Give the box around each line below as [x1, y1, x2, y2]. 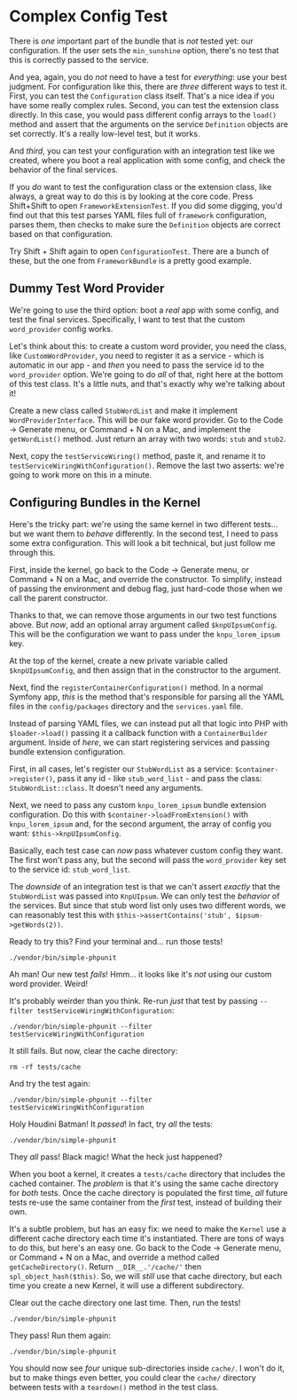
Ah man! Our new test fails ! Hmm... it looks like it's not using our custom [9, 969, 272, 979]
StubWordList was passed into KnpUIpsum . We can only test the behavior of [9, 890, 280, 901]
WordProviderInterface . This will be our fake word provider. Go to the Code [9, 415, 284, 425]
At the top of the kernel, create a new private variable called [9, 655, 229, 666]
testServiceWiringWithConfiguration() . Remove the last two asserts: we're [9, 460, 285, 471]
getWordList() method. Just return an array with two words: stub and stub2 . [9, 433, 286, 444]
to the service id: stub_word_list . [9, 864, 131, 874]
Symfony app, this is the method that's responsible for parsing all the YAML [9, 691, 285, 702]
